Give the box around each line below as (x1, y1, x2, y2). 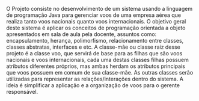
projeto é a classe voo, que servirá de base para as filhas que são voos (6, 50, 183, 57)
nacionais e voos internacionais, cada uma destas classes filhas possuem (6, 57, 189, 63)
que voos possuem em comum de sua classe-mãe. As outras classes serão (6, 69, 194, 76)
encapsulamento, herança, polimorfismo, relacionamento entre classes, (6, 37, 184, 44)
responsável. (6, 88, 38, 95)
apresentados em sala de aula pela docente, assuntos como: (6, 31, 157, 38)
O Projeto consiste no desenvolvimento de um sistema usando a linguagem (6, 5, 193, 12)
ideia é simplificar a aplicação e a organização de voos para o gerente (6, 82, 180, 89)
